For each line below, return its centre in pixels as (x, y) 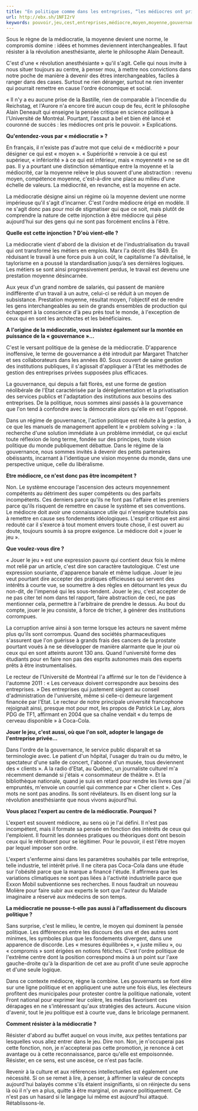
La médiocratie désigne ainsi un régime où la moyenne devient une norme (96, 197)
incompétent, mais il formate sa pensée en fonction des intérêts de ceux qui (98, 829)
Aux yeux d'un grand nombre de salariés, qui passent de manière (85, 287)
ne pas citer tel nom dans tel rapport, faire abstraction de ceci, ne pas (91, 598)
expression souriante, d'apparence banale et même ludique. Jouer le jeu (94, 573)
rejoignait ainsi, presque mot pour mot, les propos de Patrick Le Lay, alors (95, 708)
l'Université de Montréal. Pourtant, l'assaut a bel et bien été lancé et (88, 118)
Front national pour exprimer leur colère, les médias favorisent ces (87, 1000)
